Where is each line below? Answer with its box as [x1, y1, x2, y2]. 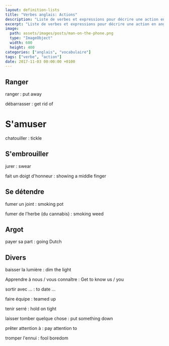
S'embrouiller [5, 150, 49, 158]
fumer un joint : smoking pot [5, 201, 64, 207]
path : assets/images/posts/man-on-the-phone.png [10, 31, 114, 36]
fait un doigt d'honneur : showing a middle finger [5, 172, 107, 179]
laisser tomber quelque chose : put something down [5, 316, 113, 322]
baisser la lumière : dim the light [5, 267, 71, 273]
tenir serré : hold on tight [5, 306, 57, 312]
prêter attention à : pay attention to [5, 325, 77, 331]
